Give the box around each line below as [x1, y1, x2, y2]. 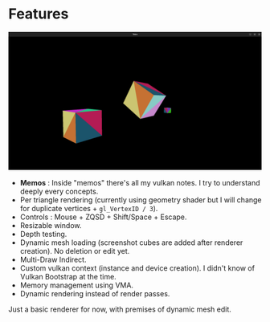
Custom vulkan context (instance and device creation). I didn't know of [19, 263, 256, 273]
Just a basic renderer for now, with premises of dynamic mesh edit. [8, 304, 231, 314]
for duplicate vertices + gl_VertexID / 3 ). [19, 203, 158, 213]
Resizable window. [19, 220, 82, 230]
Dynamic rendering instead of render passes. [19, 288, 170, 298]
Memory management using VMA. [19, 280, 134, 290]
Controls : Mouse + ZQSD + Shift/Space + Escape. [19, 212, 187, 222]
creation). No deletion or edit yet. [19, 246, 130, 255]
